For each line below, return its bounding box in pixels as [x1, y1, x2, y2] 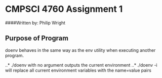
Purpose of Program [5, 34, 69, 42]
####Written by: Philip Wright [5, 20, 66, 26]
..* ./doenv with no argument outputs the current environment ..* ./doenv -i [5, 62, 158, 68]
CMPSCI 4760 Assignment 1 [5, 3, 123, 15]
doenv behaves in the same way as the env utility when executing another [5, 47, 156, 53]
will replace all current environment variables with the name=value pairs [5, 67, 152, 73]
